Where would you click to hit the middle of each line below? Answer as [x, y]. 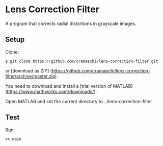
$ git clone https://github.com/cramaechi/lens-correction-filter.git [82, 61]
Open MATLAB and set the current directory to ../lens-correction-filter [79, 101]
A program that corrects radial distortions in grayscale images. [71, 23]
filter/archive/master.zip [30, 76]
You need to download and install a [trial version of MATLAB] [69, 86]
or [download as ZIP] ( [29, 70]
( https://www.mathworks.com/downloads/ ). [51, 91]
